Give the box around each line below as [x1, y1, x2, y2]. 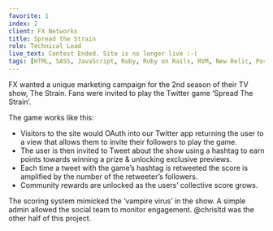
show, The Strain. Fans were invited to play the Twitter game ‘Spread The [8, 88, 253, 98]
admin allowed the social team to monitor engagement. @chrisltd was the [8, 204, 254, 214]
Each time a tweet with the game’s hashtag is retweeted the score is [19, 163, 249, 172]
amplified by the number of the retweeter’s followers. [19, 172, 198, 181]
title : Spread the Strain [8, 34, 96, 43]
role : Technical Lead [8, 42, 82, 50]
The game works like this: [8, 112, 95, 122]
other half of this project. [8, 213, 92, 223]
